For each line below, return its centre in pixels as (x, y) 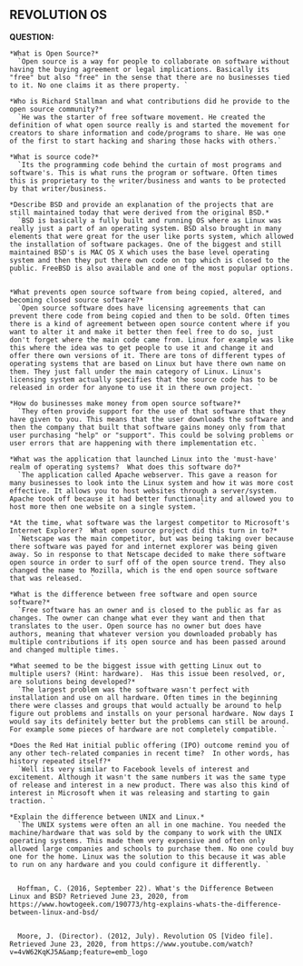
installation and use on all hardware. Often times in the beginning (144, 697)
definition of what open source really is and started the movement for (150, 125)
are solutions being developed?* (73, 682)
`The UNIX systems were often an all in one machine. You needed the (151, 825)
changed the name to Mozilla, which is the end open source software (144, 570)
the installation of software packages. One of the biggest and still (146, 244)
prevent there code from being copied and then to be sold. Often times (150, 316)
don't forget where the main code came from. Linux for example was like (152, 340)
